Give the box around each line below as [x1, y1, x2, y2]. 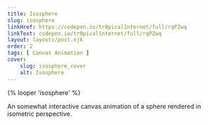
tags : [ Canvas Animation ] [7, 50, 90, 57]
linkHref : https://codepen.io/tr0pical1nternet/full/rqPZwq [7, 23, 188, 30]
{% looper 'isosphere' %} [7, 88, 81, 97]
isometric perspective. [7, 110, 72, 118]
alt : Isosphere [20, 69, 65, 76]
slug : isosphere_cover [20, 63, 86, 70]
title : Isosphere [7, 10, 58, 18]
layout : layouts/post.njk [7, 37, 83, 44]
